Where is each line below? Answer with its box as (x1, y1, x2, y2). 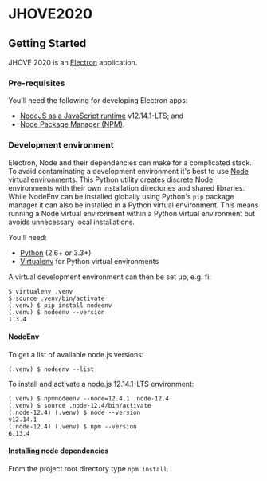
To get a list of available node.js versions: (8, 349, 144, 359)
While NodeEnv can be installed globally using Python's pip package (8, 191, 234, 201)
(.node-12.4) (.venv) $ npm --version (8, 422, 137, 431)
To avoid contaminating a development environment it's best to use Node (8, 166, 249, 175)
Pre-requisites (8, 77, 65, 89)
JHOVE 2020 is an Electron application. (8, 57, 138, 67)
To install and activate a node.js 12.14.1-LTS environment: (8, 379, 194, 388)
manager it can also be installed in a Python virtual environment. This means (8, 200, 259, 210)
